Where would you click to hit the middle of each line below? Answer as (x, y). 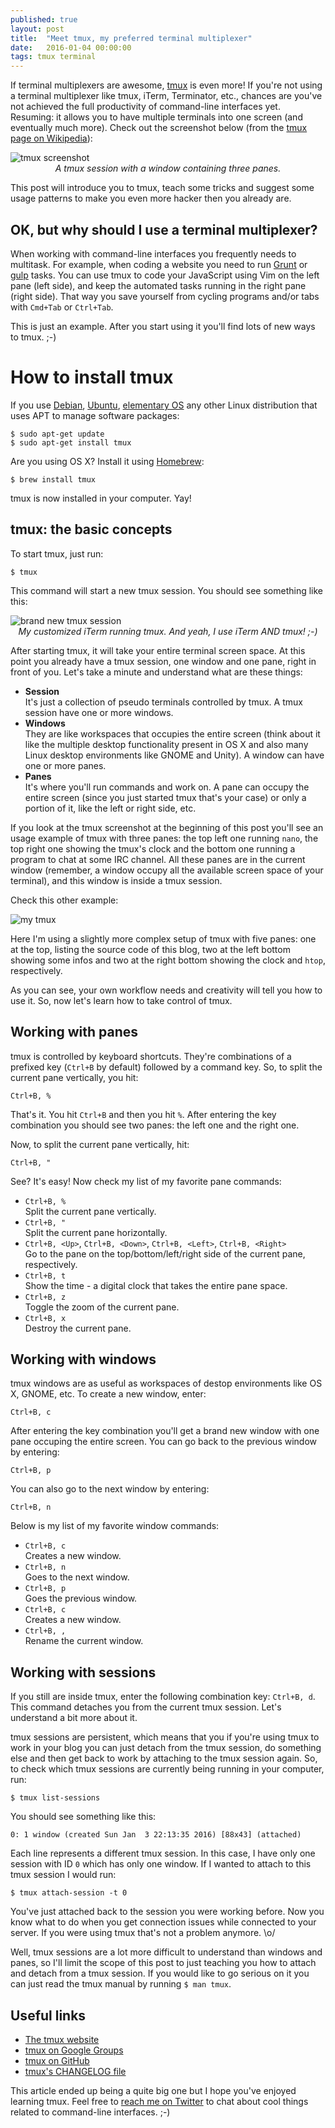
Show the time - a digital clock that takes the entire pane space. (156, 1285)
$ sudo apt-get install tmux (71, 442)
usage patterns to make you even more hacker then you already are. (151, 198)
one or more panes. (65, 765)
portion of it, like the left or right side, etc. (110, 808)
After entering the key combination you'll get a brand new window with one (165, 1431)
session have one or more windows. (99, 712)
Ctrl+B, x (45, 1318)
